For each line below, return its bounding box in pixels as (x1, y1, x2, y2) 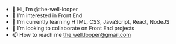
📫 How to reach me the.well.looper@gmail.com (11, 32, 131, 38)
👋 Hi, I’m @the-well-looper (11, 6, 78, 12)
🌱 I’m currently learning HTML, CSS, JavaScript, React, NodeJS (11, 18, 170, 25)
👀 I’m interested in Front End (11, 12, 83, 19)
